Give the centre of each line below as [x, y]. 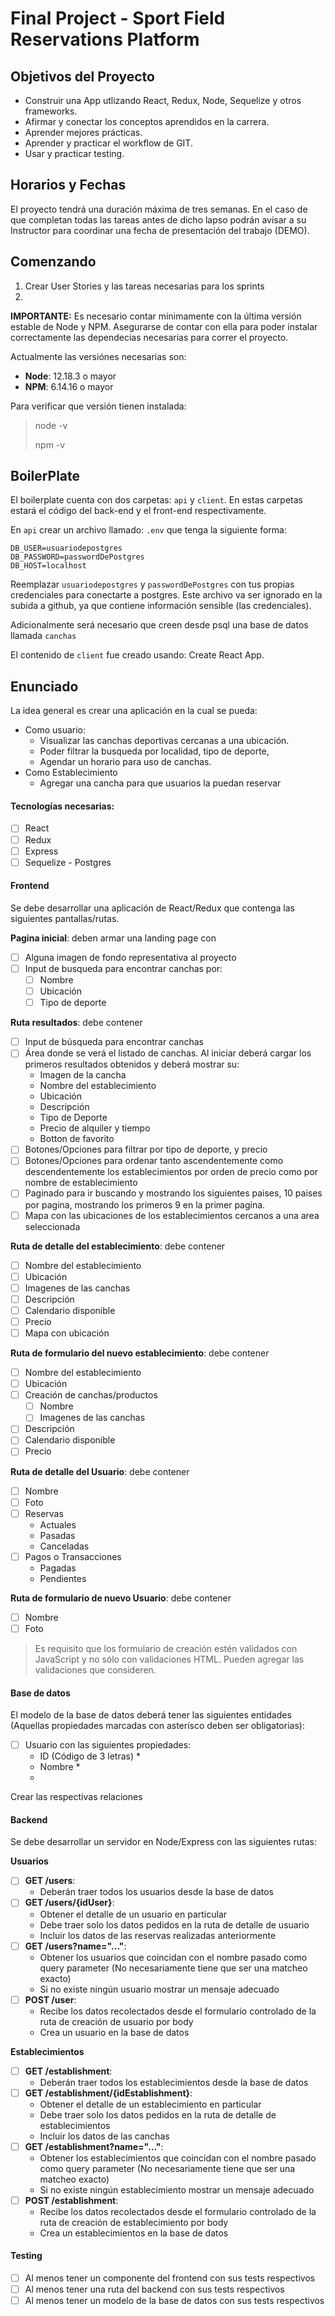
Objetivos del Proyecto [82, 76]
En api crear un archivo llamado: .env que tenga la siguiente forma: [148, 530]
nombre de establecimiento [81, 1183]
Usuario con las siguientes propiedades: [108, 1745]
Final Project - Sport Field [118, 18]
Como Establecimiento [71, 773]
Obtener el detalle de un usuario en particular [133, 1914]
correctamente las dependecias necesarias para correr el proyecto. [149, 337]
